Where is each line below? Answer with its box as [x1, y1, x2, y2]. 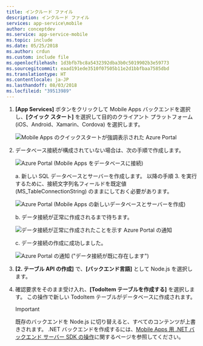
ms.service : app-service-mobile [6, 32, 88, 38]
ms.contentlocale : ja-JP [6, 77, 69, 83]
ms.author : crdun [6, 49, 50, 55]
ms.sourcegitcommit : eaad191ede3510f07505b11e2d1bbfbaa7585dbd [6, 65, 170, 72]
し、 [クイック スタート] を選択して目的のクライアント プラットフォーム [15, 113, 193, 120]
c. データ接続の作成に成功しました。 [15, 239, 107, 246]
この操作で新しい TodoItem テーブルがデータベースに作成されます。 [27, 293, 196, 300]
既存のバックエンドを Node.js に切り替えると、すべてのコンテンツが [15, 317, 185, 325]
